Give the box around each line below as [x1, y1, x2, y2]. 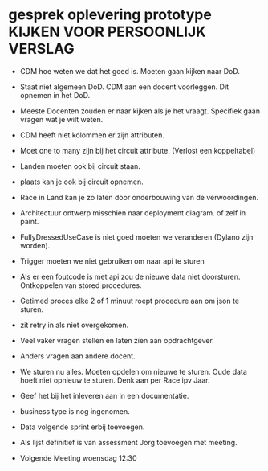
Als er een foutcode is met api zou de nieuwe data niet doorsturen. [19, 272, 241, 281]
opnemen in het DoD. [19, 90, 91, 100]
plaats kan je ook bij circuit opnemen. [19, 177, 144, 186]
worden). [19, 240, 51, 250]
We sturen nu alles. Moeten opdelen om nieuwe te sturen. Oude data [19, 367, 247, 376]
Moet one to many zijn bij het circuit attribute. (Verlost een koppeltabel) [19, 145, 256, 155]
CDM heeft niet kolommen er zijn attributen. [19, 130, 164, 140]
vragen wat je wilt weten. [19, 114, 104, 124]
